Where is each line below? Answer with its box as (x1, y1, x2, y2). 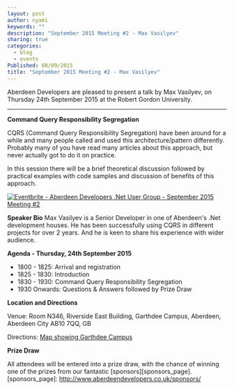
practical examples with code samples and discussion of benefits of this (7, 171, 214, 180)
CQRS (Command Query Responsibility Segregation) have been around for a (7, 128, 226, 136)
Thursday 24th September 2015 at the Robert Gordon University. (7, 95, 193, 103)
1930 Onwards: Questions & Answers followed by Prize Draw (17, 285, 192, 293)
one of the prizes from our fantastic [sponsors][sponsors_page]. (7, 367, 192, 375)
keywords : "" (7, 23, 45, 30)
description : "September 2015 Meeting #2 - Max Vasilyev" (7, 29, 179, 37)
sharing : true (7, 36, 49, 43)
